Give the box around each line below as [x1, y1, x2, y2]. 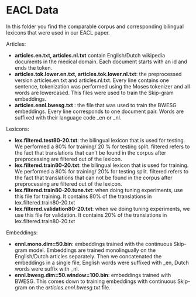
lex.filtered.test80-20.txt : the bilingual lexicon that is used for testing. [14, 136, 185, 144]
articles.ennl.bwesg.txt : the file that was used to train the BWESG [14, 101, 177, 108]
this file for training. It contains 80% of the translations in [14, 193, 152, 200]
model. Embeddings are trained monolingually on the [28, 247, 156, 254]
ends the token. [14, 64, 53, 71]
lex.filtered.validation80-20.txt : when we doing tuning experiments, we [14, 205, 190, 212]
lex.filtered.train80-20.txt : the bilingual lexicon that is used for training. [14, 162, 189, 169]
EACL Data [6, 4, 59, 17]
